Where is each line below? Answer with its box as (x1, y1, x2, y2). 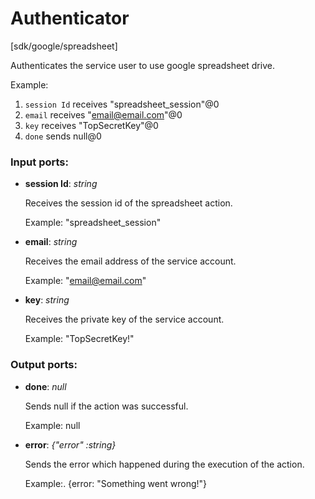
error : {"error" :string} (24, 438, 117, 451)
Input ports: (10, 155, 69, 169)
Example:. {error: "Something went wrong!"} (24, 477, 208, 489)
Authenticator (10, 7, 130, 30)
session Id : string (24, 178, 98, 190)
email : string (24, 236, 78, 248)
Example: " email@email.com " (24, 275, 147, 287)
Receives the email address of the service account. (24, 255, 237, 267)
